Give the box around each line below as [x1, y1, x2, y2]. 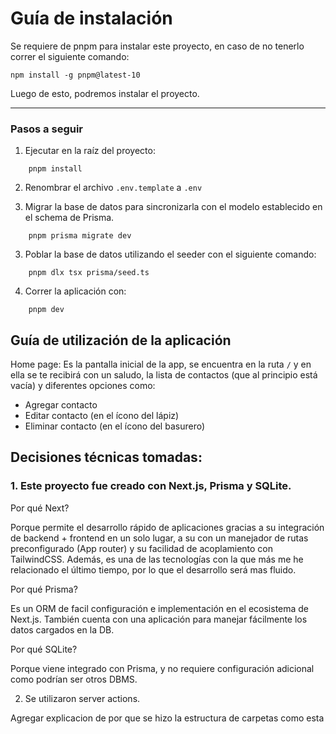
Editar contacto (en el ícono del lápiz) [24, 410, 180, 422]
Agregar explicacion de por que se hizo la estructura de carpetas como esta [10, 712, 325, 724]
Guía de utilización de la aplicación [10, 332, 232, 349]
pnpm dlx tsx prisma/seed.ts [28, 268, 150, 278]
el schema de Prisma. [24, 212, 115, 224]
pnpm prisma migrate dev [28, 231, 132, 241]
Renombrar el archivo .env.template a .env [24, 182, 203, 194]
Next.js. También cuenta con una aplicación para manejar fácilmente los [10, 613, 308, 625]
